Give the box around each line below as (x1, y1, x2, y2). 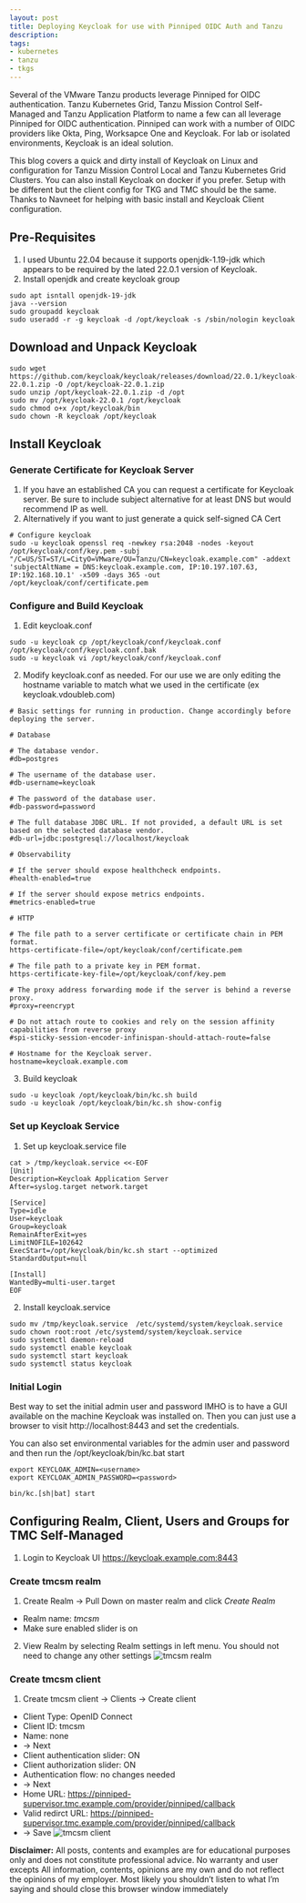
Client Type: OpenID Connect (22, 1711, 133, 1722)
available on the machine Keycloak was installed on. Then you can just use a (9, 1410, 297, 1421)
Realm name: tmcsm (22, 1613, 100, 1624)
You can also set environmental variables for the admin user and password (9, 1438, 290, 1449)
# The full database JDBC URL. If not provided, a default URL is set (9, 819, 283, 828)
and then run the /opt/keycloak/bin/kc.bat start (9, 1448, 185, 1459)
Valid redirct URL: (22, 1808, 88, 1819)
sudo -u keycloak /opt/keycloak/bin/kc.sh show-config (9, 1099, 222, 1108)
